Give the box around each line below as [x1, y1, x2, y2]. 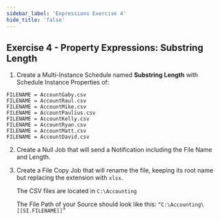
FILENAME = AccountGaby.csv [6, 91, 87, 98]
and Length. [16, 153, 51, 162]
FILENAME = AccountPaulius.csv [6, 109, 96, 117]
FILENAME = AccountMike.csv [6, 104, 87, 111]
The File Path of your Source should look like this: [16, 200, 157, 208]
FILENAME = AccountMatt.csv [6, 128, 87, 135]
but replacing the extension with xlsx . [16, 173, 123, 182]
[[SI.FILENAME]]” [16, 208, 66, 214]
